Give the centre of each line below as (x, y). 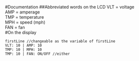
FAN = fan (15, 27)
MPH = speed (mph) (25, 22)
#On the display (21, 32)
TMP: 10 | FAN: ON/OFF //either (37, 54)
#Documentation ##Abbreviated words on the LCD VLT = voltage (70, 7)
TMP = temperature (25, 17)
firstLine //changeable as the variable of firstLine (60, 41)
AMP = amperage (22, 12)
